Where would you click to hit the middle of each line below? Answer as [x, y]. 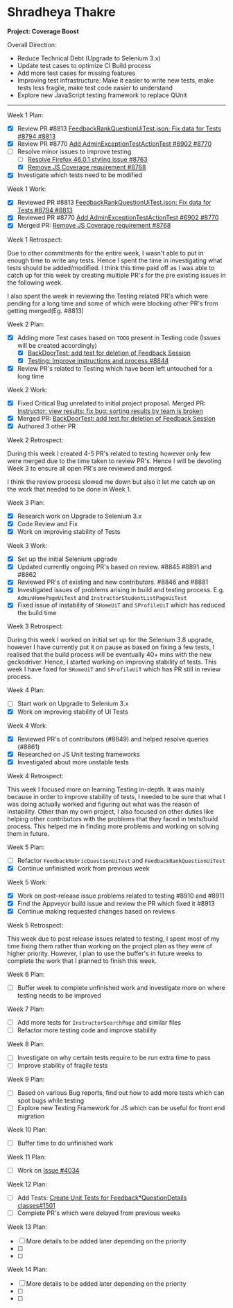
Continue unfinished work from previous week [83, 868]
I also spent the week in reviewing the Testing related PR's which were [108, 296]
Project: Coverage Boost [43, 31]
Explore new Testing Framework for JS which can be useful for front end [121, 1108]
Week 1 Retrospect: [35, 240]
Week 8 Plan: [26, 1044]
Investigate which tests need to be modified [80, 175]
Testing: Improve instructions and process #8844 [98, 360]
